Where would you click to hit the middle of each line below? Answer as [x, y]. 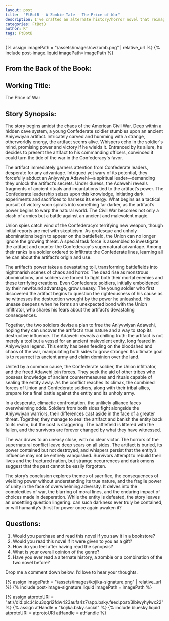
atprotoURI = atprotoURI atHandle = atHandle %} [56, 613]
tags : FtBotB [19, 33]
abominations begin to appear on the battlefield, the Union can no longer [80, 236]
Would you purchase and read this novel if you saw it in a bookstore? [84, 536]
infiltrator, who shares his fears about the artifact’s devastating [70, 310]
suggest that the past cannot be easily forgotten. [56, 466]
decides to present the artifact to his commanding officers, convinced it [79, 152]
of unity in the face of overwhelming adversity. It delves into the [71, 487]
